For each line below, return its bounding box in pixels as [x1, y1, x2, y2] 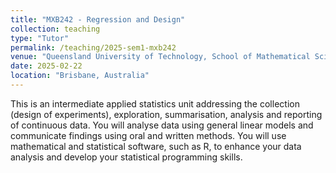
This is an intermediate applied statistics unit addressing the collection [10, 97, 300, 110]
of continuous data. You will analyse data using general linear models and [10, 119, 314, 131]
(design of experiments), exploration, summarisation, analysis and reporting [10, 108, 323, 120]
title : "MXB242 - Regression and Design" [10, 14, 186, 25]
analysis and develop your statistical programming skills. [10, 151, 243, 163]
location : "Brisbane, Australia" [10, 71, 150, 81]
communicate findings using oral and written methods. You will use [10, 129, 287, 141]
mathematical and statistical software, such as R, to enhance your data [10, 140, 302, 152]
